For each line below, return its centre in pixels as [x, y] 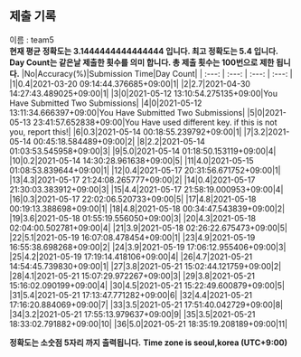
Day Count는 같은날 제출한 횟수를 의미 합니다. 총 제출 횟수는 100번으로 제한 [142, 62]
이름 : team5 [32, 40]
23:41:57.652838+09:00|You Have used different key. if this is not [155, 122]
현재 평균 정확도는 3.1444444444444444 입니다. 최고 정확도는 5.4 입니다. [144, 51]
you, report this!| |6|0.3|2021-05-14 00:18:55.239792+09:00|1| [126, 132]
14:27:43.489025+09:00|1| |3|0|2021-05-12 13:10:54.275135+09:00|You [144, 93]
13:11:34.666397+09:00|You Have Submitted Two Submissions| [127, 112]
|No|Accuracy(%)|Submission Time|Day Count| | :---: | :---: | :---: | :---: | [157, 73]
